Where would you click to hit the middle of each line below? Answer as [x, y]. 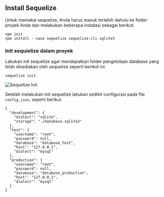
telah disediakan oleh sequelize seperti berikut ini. [56, 67]
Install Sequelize [31, 8]
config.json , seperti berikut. [34, 100]
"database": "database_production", [51, 173]
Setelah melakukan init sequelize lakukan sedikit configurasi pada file [75, 94]
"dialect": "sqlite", [36, 117]
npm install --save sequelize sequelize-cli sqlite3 [60, 38]
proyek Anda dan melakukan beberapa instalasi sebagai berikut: [70, 25]
